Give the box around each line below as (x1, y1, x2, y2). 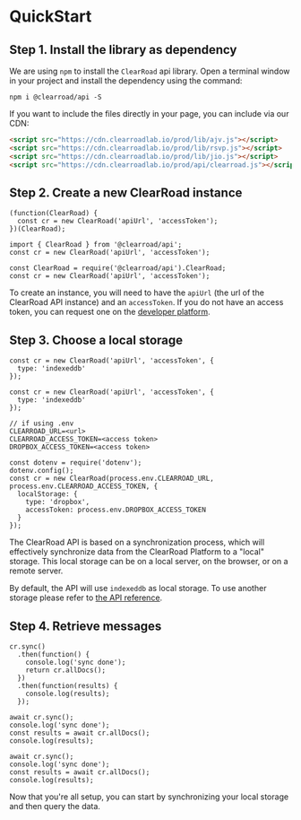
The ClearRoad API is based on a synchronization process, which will (9, 536, 265, 548)
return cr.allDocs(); (25, 666, 106, 675)
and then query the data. (9, 800, 101, 811)
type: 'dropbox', (25, 498, 90, 507)
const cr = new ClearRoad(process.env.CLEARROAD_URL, (9, 474, 215, 484)
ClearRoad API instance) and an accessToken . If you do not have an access (9, 297, 284, 308)
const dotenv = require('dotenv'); (9, 458, 142, 467)
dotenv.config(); (9, 467, 74, 475)
